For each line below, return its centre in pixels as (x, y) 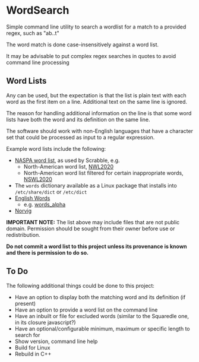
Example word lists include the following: (56, 148)
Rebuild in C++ (33, 354)
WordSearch (38, 10)
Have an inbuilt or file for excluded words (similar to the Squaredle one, (102, 316)
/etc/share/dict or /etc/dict (51, 192)
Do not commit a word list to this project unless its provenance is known (97, 246)
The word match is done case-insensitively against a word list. (83, 45)
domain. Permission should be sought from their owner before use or (91, 228)
